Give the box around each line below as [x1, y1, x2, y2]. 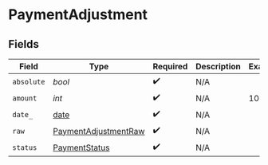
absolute [12, 77, 45, 86]
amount [12, 93, 37, 103]
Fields [8, 37, 40, 51]
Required [152, 61, 188, 72]
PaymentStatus [53, 142, 110, 153]
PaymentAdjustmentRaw [53, 125, 145, 136]
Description [195, 61, 242, 72]
